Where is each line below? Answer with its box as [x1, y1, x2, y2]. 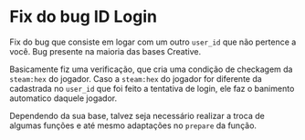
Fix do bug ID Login [9, 6, 158, 27]
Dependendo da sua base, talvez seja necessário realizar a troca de [9, 110, 265, 121]
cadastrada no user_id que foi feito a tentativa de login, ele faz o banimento [9, 83, 295, 94]
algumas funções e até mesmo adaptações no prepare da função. [9, 120, 258, 131]
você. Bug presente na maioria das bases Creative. [9, 45, 202, 56]
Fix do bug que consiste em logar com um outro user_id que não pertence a [9, 36, 297, 47]
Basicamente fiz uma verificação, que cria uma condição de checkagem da [9, 64, 293, 75]
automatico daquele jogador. [9, 93, 117, 104]
